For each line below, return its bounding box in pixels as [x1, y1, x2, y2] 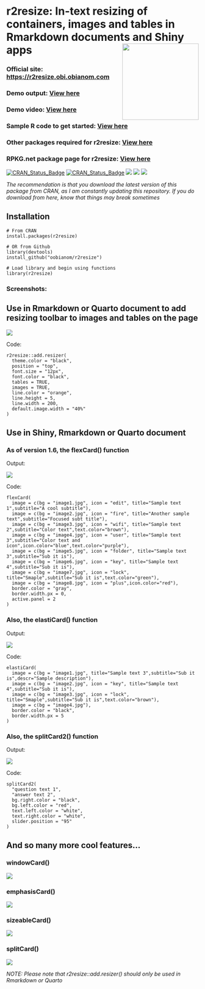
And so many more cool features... [6, 840, 141, 851]
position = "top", [12, 363, 59, 369]
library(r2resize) [6, 270, 53, 276]
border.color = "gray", [12, 586, 72, 592]
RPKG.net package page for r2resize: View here [6, 154, 151, 163]
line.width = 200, [12, 400, 59, 406]
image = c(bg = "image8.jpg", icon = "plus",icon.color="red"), [12, 580, 179, 586]
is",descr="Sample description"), [6, 675, 95, 682]
